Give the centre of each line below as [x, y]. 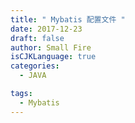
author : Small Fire [51, 47]
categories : [35, 66]
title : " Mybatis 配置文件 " [68, 19]
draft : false [37, 38]
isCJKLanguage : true [53, 57]
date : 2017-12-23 [46, 29]
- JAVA [33, 76]
